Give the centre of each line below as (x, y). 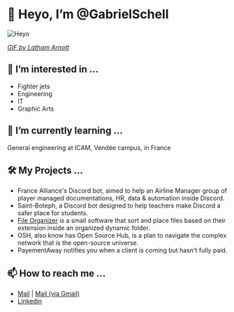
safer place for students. (53, 213)
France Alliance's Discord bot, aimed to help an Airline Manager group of (122, 191)
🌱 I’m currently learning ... (65, 131)
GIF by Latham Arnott (38, 47)
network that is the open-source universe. (78, 243)
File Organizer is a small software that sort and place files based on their (122, 221)
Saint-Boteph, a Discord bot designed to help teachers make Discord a (119, 205)
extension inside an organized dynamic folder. (83, 228)
